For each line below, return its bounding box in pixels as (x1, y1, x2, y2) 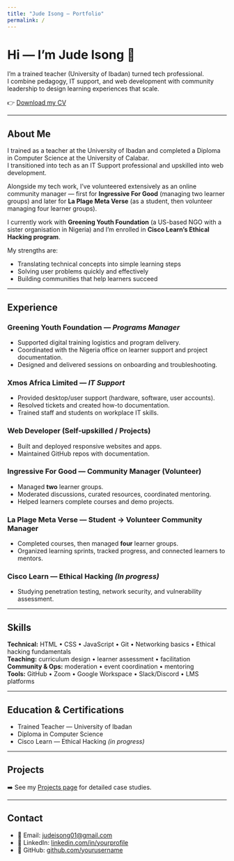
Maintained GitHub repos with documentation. (17, 449, 150, 458)
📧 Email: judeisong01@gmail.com (17, 831, 113, 839)
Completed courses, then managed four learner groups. (17, 539, 179, 548)
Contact (7, 812, 43, 824)
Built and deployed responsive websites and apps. (17, 442, 162, 450)
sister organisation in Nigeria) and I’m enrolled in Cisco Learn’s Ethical (7, 225, 210, 234)
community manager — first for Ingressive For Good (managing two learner (7, 190, 225, 198)
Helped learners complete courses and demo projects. (17, 497, 174, 506)
